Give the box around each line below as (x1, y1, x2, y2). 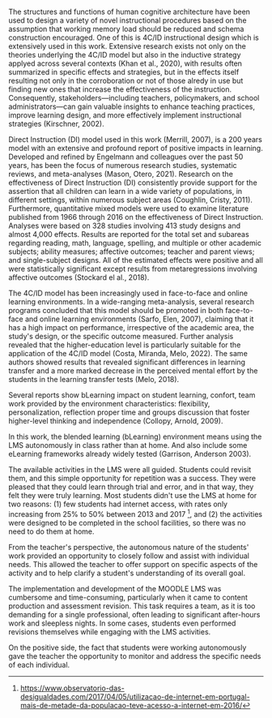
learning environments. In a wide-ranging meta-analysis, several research (8, 297, 255, 307)
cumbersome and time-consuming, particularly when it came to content (8, 592, 249, 602)
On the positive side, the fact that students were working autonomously (8, 643, 247, 652)
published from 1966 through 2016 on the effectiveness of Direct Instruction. (8, 213, 264, 221)
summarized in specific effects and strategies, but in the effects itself (8, 67, 240, 76)
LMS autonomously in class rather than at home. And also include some (8, 441, 248, 449)
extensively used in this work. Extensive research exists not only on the (8, 41, 247, 51)
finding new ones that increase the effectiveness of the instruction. (8, 84, 232, 94)
